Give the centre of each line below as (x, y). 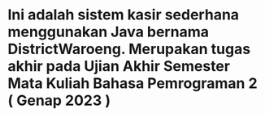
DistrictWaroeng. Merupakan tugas (129, 49)
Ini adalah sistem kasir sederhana (124, 15)
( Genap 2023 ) (59, 100)
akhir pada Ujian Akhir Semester (119, 67)
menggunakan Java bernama (108, 32)
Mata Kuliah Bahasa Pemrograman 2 (132, 84)
